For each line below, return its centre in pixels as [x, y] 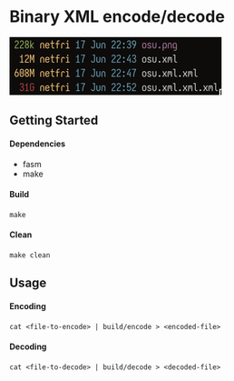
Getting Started [54, 120]
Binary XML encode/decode [117, 17]
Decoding [28, 346]
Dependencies [38, 144]
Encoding [28, 306]
